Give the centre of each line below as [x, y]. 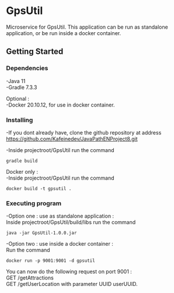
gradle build [22, 161]
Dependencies [27, 68]
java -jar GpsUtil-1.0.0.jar [41, 233]
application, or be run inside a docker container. [64, 33]
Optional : [18, 98]
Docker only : [22, 171]
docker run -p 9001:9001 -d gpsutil [51, 261]
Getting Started [35, 52]
